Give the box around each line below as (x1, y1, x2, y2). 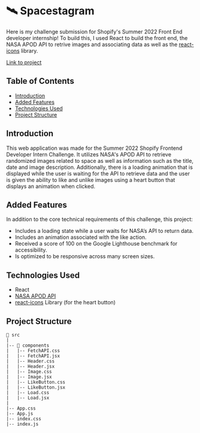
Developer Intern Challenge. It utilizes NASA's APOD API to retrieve (6, 150, 172, 158)
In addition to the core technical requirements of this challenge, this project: (6, 216, 193, 223)
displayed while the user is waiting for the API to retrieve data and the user (6, 169, 190, 177)
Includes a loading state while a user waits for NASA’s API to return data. (14, 228, 193, 235)
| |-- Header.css (6, 358, 55, 364)
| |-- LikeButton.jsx (6, 384, 66, 390)
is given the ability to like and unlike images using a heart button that (6, 176, 175, 183)
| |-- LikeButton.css (6, 379, 66, 385)
